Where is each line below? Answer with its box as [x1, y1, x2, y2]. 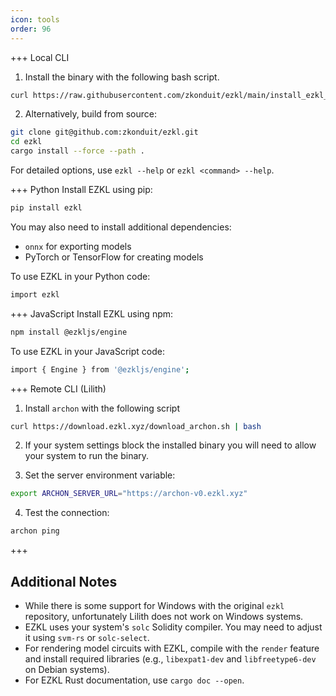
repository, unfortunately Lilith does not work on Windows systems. [24, 610, 304, 622]
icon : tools [10, 14, 60, 25]
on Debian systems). [24, 663, 110, 675]
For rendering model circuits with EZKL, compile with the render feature [24, 642, 320, 654]
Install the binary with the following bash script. [24, 71, 220, 83]
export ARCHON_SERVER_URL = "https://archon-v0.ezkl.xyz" [10, 489, 248, 499]
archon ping [10, 526, 60, 536]
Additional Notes [10, 573, 118, 590]
